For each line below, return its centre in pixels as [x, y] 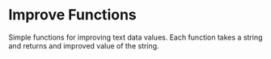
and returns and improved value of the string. [84, 45]
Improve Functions [72, 15]
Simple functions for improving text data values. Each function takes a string [135, 37]
